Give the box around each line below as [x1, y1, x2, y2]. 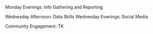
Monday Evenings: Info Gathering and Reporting [5, 4, 103, 10]
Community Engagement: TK [5, 23, 64, 29]
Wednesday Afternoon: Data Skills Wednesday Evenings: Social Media [5, 14, 148, 19]
